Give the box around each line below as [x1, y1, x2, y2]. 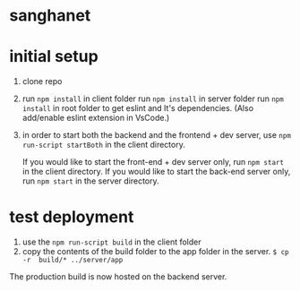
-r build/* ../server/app [21, 256, 124, 265]
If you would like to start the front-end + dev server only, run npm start [21, 157, 285, 167]
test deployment [9, 207, 134, 227]
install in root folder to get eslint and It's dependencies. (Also [21, 103, 253, 114]
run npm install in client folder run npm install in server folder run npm [21, 93, 284, 104]
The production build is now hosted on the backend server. [9, 271, 227, 282]
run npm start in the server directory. [21, 175, 159, 186]
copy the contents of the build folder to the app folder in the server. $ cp [21, 246, 289, 257]
